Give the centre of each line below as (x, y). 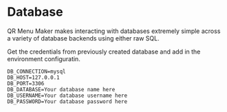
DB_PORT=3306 (26, 83)
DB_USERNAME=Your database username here (67, 96)
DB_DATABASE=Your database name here (61, 89)
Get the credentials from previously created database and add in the (104, 52)
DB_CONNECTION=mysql (37, 71)
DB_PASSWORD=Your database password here (67, 101)
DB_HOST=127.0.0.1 (33, 77)
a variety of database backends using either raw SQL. (83, 38)
